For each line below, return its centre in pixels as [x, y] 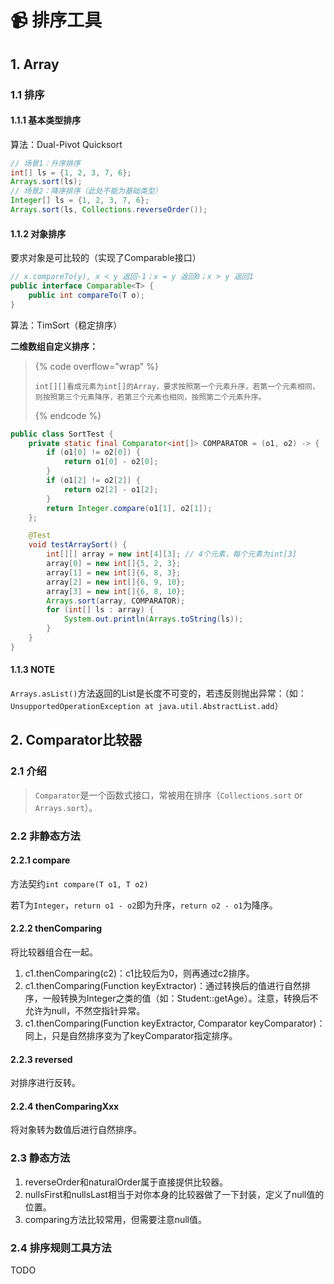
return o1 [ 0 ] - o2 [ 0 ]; [111, 462]
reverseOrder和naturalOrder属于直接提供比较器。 [126, 1182]
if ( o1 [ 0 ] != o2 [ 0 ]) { [93, 452]
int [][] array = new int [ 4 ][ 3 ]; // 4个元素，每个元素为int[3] [171, 554]
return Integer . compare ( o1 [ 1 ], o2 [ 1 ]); [129, 508]
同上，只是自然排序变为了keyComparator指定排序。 [131, 1035]
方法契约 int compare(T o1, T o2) [79, 883]
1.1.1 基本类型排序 [46, 120]
